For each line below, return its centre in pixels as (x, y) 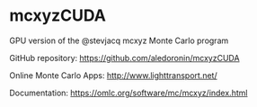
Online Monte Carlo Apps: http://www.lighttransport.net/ (113, 75)
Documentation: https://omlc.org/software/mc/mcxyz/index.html (128, 93)
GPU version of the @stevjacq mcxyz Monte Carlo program (119, 40)
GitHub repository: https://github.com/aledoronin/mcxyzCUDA (124, 58)
